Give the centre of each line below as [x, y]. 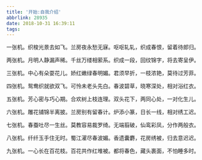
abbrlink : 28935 [27, 18]
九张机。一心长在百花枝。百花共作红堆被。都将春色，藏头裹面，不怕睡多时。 [103, 151]
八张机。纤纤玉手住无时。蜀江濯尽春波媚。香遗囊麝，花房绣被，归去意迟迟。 [103, 138]
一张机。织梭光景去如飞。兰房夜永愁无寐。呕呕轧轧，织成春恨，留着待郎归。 [103, 47]
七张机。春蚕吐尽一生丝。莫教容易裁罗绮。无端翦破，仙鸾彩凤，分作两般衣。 [103, 125]
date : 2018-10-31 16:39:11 [41, 23]
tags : [13, 29]
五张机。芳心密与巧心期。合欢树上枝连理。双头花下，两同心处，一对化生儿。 [103, 99]
